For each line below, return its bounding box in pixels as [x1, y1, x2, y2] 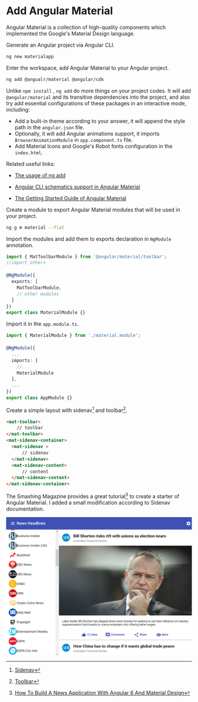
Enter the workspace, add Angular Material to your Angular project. [6, 64, 169, 71]
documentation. [6, 505, 45, 512]
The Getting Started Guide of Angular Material [14, 194, 127, 201]
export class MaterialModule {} [6, 310, 85, 316]
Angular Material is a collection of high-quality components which [6, 24, 166, 31]
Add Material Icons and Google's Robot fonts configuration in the [14, 142, 173, 149]
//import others [6, 260, 46, 266]
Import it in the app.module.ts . [6, 320, 79, 327]
